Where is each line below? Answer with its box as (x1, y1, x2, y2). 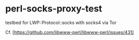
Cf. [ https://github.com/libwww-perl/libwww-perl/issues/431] (5, 29, 134, 35)
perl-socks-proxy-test (5, 3, 102, 14)
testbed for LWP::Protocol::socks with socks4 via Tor (5, 19, 117, 25)
